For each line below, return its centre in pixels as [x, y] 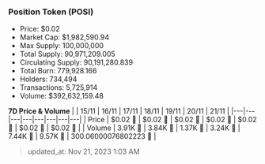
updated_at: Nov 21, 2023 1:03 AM [83, 151]
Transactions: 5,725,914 [59, 88]
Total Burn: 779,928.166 [58, 71]
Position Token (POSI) [51, 12]
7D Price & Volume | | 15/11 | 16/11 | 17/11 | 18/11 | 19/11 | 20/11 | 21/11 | [119, 111]
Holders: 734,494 [48, 79]
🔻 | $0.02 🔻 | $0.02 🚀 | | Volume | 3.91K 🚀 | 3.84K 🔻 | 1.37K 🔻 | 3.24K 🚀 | [124, 128]
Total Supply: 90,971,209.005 [68, 54]
